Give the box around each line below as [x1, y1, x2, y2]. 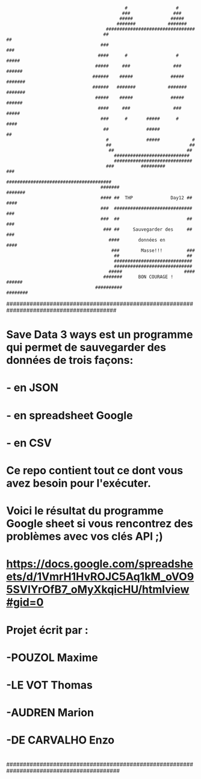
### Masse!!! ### [111, 248, 196, 254]
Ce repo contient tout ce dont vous [6, 463, 184, 477]
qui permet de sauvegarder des [6, 340, 167, 354]
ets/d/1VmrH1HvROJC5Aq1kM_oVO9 [6, 570, 194, 584]
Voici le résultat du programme [6, 504, 164, 518]
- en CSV [6, 436, 52, 449]
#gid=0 [6, 596, 44, 609]
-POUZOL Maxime [6, 651, 98, 665]
